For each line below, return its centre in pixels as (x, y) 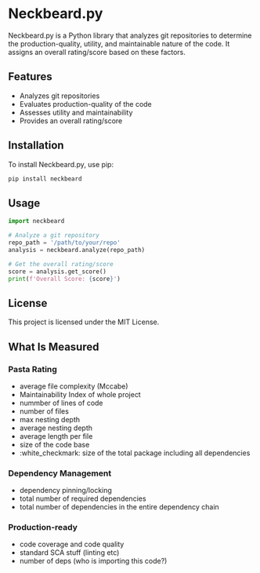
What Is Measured (54, 347)
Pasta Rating (32, 369)
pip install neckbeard (45, 179)
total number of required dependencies (83, 498)
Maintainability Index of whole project (80, 394)
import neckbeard (36, 221)
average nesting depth (56, 428)
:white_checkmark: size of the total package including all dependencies (135, 453)
